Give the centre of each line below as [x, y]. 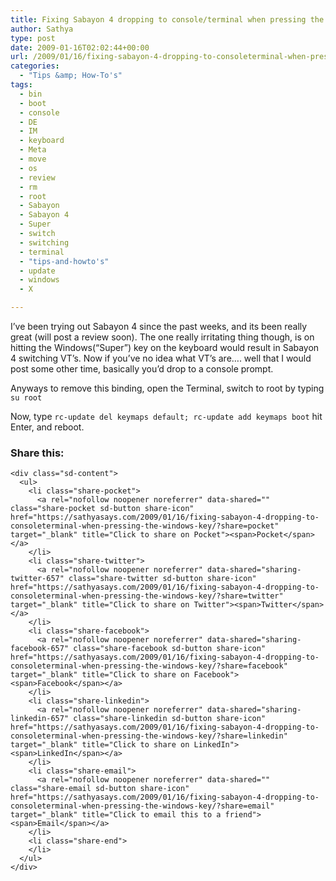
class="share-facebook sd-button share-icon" [170, 649]
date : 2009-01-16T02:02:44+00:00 [80, 47]
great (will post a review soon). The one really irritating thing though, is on [162, 337]
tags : [21, 85]
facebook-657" [40, 649]
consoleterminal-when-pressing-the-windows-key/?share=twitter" [147, 596]
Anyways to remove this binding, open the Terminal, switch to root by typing [167, 388]
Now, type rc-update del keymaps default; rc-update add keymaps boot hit [166, 416]
